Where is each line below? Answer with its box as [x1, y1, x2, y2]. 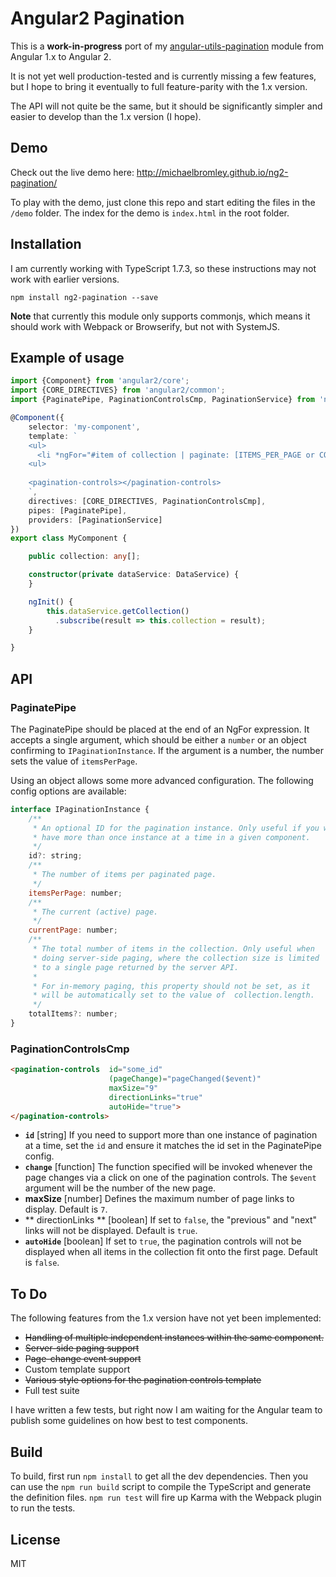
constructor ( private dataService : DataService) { [28, 570, 240, 580]
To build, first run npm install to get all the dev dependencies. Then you [10, 1470, 309, 1482]
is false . [24, 1257, 60, 1269]
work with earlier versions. [10, 273, 120, 285]
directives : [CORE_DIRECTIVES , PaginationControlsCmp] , [28, 496, 267, 506]
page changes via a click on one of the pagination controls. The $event [24, 1172, 317, 1184]
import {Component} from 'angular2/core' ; [10, 376, 190, 386]
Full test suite [24, 1385, 80, 1397]
